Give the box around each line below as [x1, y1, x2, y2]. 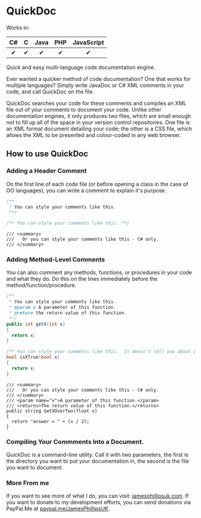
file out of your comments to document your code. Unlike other [6, 106, 162, 113]
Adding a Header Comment [6, 166, 87, 175]
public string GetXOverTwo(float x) [6, 408, 98, 414]
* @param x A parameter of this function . [8, 304, 117, 311]
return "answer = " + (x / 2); [11, 418, 90, 425]
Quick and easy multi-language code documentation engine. [6, 63, 156, 71]
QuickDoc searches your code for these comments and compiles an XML [6, 99, 187, 107]
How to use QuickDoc [6, 149, 89, 159]
